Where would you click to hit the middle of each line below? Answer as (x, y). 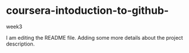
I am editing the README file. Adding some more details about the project (94, 37)
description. (20, 44)
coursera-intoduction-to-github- (87, 11)
